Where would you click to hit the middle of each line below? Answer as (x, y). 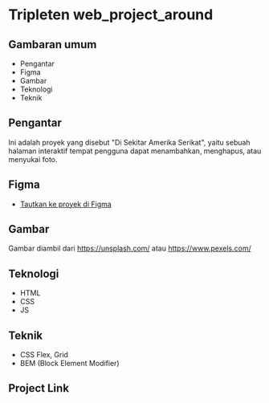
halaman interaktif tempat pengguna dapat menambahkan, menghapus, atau (135, 151)
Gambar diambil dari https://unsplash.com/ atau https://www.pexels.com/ (130, 248)
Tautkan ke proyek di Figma (66, 204)
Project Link (39, 388)
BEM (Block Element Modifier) (69, 364)
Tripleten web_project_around (111, 15)
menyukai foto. (33, 159)
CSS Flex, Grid (44, 355)
